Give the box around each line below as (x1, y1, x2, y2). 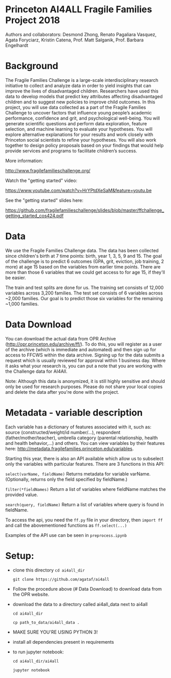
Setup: (5, 550, 34, 561)
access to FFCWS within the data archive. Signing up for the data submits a (5, 352, 165, 358)
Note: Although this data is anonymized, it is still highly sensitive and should (5, 378, 165, 384)
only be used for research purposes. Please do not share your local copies (5, 383, 163, 390)
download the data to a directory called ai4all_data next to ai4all (12, 601, 148, 607)
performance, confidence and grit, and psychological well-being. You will (5, 115, 160, 121)
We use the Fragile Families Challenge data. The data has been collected (5, 247, 159, 254)
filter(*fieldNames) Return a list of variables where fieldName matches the (5, 486, 166, 492)
